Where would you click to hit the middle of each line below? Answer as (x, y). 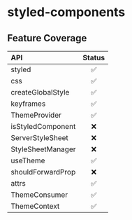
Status (94, 58)
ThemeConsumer (39, 195)
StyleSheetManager (43, 149)
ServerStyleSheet (39, 138)
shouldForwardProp (43, 172)
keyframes (28, 104)
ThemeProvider (36, 115)
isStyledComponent (43, 126)
